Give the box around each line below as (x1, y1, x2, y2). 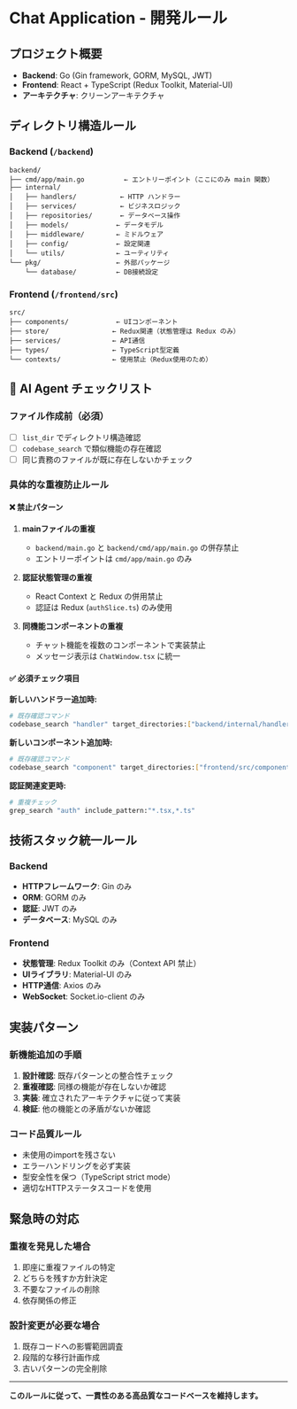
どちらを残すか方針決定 (21, 1273, 108, 1284)
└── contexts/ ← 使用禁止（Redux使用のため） (9, 355, 213, 364)
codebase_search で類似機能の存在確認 (21, 443, 162, 453)
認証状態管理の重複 (21, 572, 93, 583)
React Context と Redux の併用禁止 (34, 591, 164, 601)
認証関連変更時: (9, 780, 66, 791)
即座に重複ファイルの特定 (21, 1262, 116, 1273)
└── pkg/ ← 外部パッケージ (9, 258, 171, 267)
